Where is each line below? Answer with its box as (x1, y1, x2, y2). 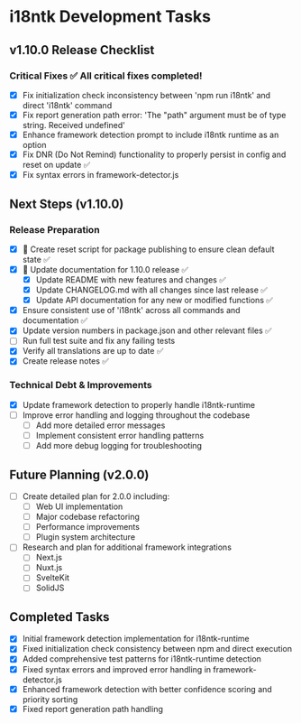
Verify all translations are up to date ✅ (22, 346, 164, 357)
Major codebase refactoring (35, 512, 140, 523)
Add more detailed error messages (35, 420, 166, 431)
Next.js (35, 552, 63, 563)
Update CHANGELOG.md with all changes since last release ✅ (35, 284, 268, 295)
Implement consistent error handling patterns (35, 430, 205, 440)
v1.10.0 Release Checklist (9, 42, 155, 58)
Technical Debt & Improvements (9, 379, 152, 392)
